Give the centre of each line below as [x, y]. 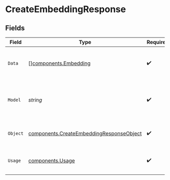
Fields [15, 28]
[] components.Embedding [60, 63]
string [35, 100]
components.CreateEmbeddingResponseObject [85, 133]
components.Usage [52, 161]
